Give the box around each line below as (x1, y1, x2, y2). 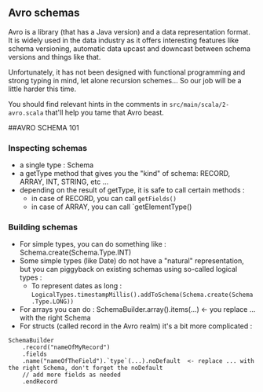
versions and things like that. (8, 52, 101, 61)
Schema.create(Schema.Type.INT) (19, 247, 132, 258)
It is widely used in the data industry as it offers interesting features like (8, 35, 239, 45)
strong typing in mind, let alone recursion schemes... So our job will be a (8, 75, 242, 85)
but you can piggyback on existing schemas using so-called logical (19, 265, 238, 274)
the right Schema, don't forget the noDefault (8, 365, 163, 372)
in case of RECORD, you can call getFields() (31, 194, 177, 203)
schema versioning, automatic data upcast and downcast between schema (8, 43, 251, 53)
